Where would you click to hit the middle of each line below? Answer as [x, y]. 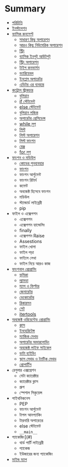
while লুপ [28, 123]
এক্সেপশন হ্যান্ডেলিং [32, 224]
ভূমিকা [24, 274]
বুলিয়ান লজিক [29, 112]
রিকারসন [25, 302]
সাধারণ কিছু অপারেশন [34, 39]
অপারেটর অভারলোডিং [34, 342]
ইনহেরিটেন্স [27, 330]
